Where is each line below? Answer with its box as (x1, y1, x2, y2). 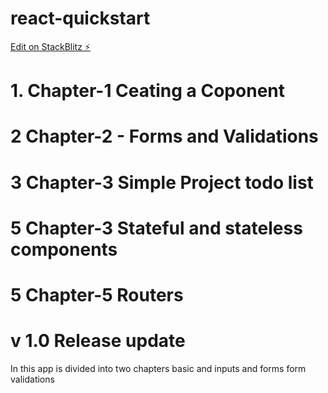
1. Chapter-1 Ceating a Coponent (10, 80, 285, 102)
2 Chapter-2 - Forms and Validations (10, 125, 319, 148)
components (10, 238, 118, 261)
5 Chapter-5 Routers (10, 283, 184, 306)
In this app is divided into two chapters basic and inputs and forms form (10, 362, 307, 374)
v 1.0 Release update (10, 330, 186, 352)
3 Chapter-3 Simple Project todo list (10, 171, 314, 194)
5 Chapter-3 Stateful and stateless (10, 217, 303, 239)
